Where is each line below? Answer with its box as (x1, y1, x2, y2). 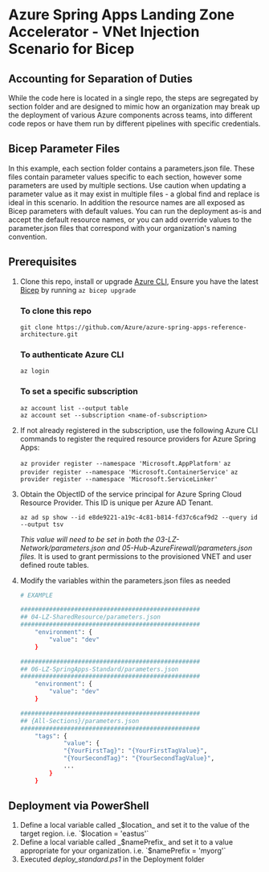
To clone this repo (19, 305, 92, 316)
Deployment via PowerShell (8, 799, 149, 813)
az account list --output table (19, 404, 128, 412)
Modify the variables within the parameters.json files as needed (19, 575, 231, 585)
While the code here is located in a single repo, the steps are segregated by (8, 93, 259, 102)
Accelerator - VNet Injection (8, 23, 200, 41)
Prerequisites (8, 255, 77, 269)
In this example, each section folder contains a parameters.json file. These (8, 163, 255, 173)
